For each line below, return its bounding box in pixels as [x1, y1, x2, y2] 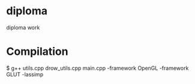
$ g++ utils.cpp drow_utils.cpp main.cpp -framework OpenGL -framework [6, 64, 189, 71]
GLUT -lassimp [6, 70, 44, 78]
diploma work [6, 24, 40, 31]
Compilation [6, 45, 68, 58]
